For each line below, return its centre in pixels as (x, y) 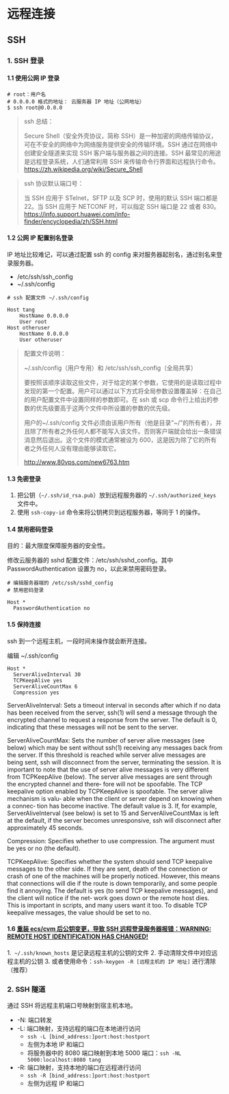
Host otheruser (29, 327)
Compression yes (36, 693)
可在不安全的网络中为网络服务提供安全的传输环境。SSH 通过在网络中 (121, 144)
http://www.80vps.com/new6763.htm (77, 462)
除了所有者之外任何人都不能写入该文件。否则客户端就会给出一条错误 (126, 431)
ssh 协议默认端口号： (54, 183)
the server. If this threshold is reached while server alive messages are (107, 755)
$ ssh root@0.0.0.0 (35, 108)
